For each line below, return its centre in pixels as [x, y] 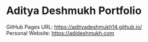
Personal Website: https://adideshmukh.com [60, 33]
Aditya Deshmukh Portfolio [74, 11]
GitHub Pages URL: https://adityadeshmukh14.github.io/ [74, 27]
